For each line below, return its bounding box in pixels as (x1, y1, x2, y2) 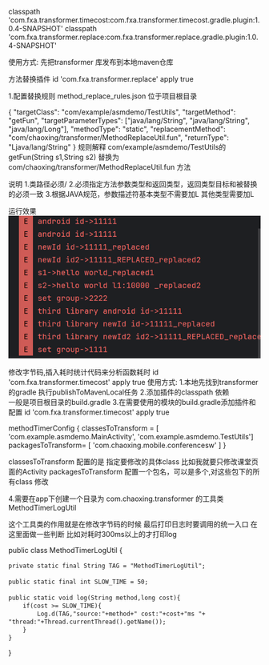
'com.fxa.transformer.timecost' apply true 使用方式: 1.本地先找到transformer (8, 378, 259, 387)
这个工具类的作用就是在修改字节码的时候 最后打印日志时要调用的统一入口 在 (8, 519, 258, 529)
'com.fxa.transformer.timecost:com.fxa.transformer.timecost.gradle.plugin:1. (8, 15, 260, 25)
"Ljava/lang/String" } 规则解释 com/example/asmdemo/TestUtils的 (8, 142, 227, 151)
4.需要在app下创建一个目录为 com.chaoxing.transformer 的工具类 (8, 494, 224, 503)
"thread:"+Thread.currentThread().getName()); (8, 618, 167, 626)
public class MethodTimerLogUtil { (8, 546, 122, 555)
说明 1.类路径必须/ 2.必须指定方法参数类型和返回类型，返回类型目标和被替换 (8, 179, 258, 189)
